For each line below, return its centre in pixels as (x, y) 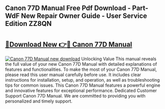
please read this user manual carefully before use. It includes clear (73, 75)
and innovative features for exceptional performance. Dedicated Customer (81, 91)
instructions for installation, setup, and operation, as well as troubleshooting (82, 80)
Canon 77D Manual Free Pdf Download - (68, 8)
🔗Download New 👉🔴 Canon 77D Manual (69, 44)
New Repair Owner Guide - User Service (84, 16)
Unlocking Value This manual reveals (119, 59)
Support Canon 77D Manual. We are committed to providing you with (75, 96)
